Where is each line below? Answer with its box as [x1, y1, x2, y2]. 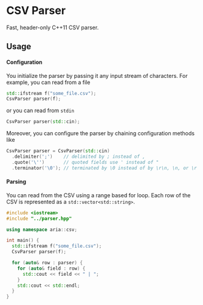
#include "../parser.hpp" [6, 216, 72, 222]
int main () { [6, 237, 40, 244]
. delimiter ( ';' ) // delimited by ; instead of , [12, 153, 146, 160]
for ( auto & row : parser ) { [12, 260, 83, 266]
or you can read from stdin [6, 107, 75, 114]
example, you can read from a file [6, 79, 91, 86]
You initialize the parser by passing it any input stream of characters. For [6, 72, 188, 79]
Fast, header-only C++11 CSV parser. [6, 24, 99, 31]
